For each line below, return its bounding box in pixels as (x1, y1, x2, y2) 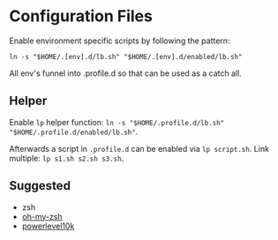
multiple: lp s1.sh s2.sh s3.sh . (9, 153, 124, 163)
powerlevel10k (21, 221, 75, 231)
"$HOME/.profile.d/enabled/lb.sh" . (9, 126, 139, 137)
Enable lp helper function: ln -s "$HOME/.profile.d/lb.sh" (9, 116, 225, 127)
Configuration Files (9, 6, 153, 26)
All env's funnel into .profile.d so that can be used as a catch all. (9, 68, 243, 79)
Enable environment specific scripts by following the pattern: (9, 35, 230, 46)
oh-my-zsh (21, 211, 64, 221)
